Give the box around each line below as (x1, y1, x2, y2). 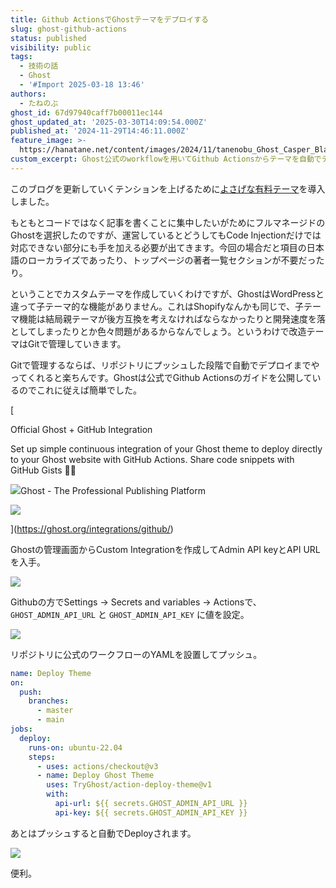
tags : (10, 52, 33, 62)
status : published (10, 33, 87, 43)
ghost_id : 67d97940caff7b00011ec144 (10, 107, 163, 118)
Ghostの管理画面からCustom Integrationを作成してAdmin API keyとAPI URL (10, 543, 321, 555)
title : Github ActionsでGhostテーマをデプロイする (10, 14, 209, 25)
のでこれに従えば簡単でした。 (18, 384, 142, 396)
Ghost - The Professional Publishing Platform (20, 484, 206, 496)
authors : (10, 89, 47, 99)
